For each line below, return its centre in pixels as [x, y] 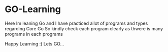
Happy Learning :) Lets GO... [35, 43]
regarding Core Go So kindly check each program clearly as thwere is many [84, 28]
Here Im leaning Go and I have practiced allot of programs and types [76, 23]
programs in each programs [34, 34]
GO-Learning [33, 9]
